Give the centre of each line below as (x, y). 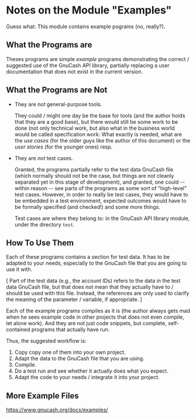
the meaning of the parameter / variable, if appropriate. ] (74, 299)
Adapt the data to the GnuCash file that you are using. (79, 359)
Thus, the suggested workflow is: (46, 341)
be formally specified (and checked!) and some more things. (87, 207)
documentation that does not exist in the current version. (75, 72)
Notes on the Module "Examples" (89, 10)
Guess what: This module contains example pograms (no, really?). (86, 26)
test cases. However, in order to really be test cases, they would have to (101, 194)
